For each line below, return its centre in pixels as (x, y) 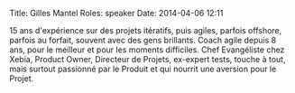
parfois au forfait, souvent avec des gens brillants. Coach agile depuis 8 (143, 40)
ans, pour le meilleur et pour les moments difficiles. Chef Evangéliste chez (147, 50)
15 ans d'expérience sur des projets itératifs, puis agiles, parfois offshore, (146, 30)
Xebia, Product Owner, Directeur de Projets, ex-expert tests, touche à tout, (147, 59)
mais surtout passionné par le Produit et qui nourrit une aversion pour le (143, 69)
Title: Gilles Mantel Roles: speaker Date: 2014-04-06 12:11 (116, 13)
